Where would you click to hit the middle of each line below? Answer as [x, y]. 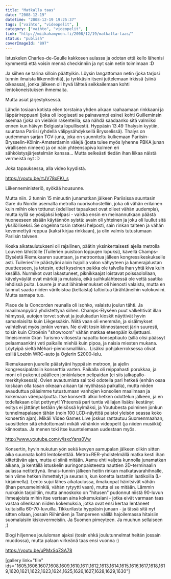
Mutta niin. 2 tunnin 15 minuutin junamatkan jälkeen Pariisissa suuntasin [80, 198]
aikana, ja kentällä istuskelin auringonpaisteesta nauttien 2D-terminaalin [81, 465]
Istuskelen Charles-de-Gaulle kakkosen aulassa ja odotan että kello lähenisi [85, 58]
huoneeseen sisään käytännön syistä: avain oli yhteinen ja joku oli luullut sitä [86, 220]
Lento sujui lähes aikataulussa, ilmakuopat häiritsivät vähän [93, 481]
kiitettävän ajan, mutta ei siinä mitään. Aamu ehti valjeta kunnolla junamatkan [86, 460]
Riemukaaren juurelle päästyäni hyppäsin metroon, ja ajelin [67, 363]
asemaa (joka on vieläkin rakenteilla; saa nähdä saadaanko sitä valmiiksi [81, 120]
